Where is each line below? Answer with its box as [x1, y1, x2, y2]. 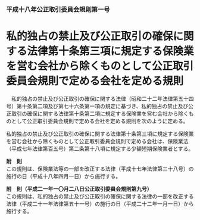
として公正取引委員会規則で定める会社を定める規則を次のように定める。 [11, 117, 189, 125]
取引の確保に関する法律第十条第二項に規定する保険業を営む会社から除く [11, 110, 189, 117]
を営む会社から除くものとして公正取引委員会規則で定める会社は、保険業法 [6, 137, 189, 144]
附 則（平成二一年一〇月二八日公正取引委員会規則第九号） [6, 185, 152, 192]
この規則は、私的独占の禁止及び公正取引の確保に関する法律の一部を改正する [6, 193, 194, 200]
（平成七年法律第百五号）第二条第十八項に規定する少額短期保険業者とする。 [6, 145, 194, 152]
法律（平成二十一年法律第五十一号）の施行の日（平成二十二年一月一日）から [6, 200, 194, 207]
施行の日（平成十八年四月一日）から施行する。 [6, 172, 121, 179]
